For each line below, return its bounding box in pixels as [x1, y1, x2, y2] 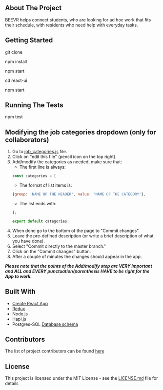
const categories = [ [12, 174, 56, 178]
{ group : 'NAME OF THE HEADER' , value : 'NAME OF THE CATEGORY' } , [12, 192, 146, 197]
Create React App [12, 300, 48, 306]
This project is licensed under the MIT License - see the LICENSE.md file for [5, 375, 158, 381]
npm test [5, 114, 23, 120]
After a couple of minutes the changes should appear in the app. [12, 253, 142, 259]
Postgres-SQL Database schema [12, 321, 78, 327]
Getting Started [5, 36, 53, 44]
